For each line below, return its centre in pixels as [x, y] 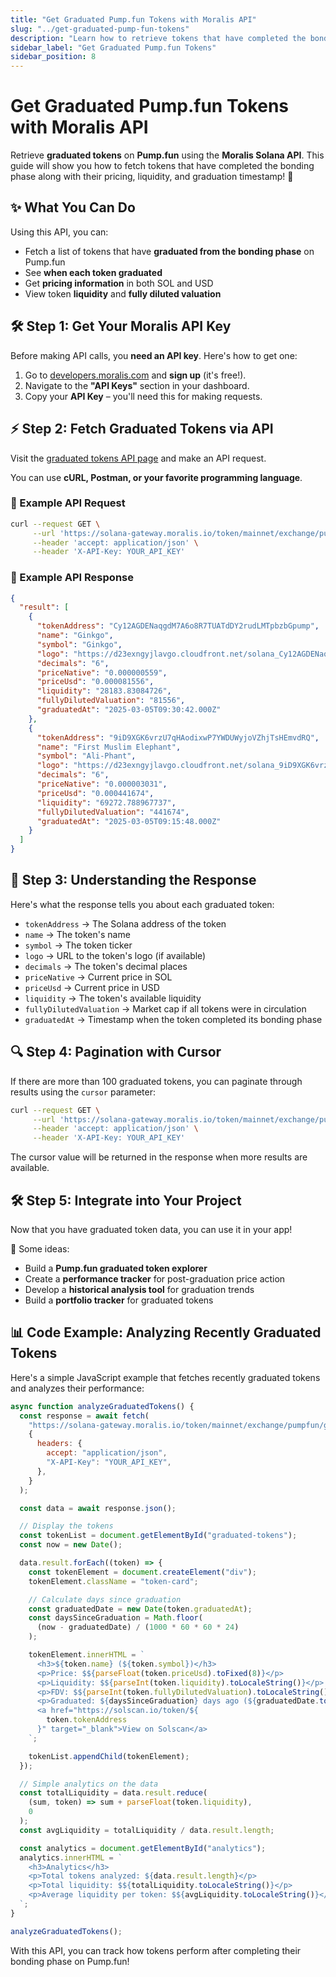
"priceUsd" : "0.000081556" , [95, 682]
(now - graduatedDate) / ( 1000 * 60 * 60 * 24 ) [138, 1627]
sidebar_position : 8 [53, 57]
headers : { [59, 1444]
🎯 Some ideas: [40, 1249]
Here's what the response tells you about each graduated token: [142, 904]
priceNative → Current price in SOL [98, 977]
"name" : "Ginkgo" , [75, 636]
